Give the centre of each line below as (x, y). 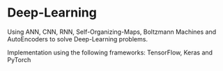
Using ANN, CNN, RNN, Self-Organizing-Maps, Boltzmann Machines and (112, 32)
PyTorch (19, 59)
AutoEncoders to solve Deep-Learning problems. (78, 39)
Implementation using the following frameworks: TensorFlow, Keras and (110, 52)
